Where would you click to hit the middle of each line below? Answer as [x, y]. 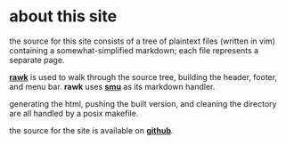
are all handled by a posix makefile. [74, 113]
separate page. [37, 60]
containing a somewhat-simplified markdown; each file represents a [134, 50]
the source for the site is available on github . [91, 130]
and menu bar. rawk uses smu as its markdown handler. [112, 86]
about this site [63, 16]
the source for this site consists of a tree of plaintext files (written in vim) [143, 41]
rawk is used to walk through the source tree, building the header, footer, [143, 77]
